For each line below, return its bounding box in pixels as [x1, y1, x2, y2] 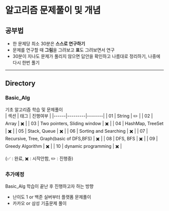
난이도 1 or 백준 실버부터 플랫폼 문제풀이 [12, 194, 92, 200]
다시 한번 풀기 [12, 60, 40, 66]
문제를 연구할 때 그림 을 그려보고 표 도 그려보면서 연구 [12, 47, 115, 53]
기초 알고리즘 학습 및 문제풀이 [5, 107, 63, 113]
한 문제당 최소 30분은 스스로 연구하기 [12, 41, 86, 46]
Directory [5, 79, 36, 88]
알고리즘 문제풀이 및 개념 [5, 5, 101, 16]
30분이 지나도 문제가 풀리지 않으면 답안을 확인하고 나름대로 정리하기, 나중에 [12, 54, 160, 59]
